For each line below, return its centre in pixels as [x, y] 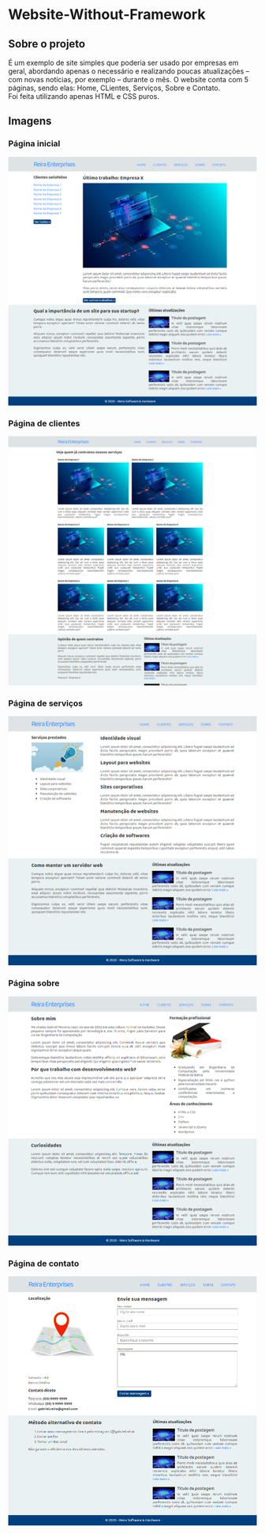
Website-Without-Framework [107, 15]
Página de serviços [46, 703]
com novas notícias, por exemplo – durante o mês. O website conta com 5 [129, 80]
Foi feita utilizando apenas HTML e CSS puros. [84, 96]
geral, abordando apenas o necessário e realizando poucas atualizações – [129, 71]
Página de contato [44, 1263]
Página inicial [34, 144]
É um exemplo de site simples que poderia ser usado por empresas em [123, 62]
